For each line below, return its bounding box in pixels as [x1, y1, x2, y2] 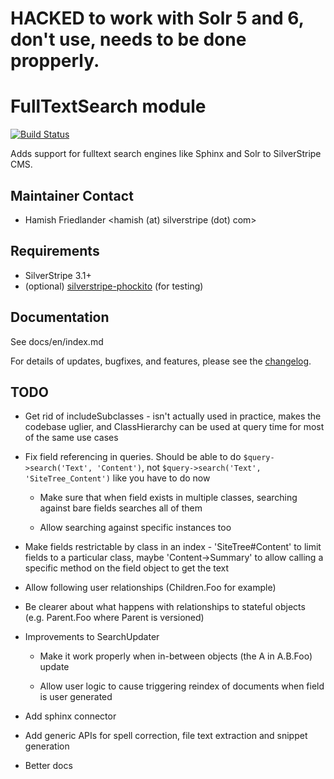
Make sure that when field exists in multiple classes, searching [39, 492, 298, 504]
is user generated [39, 691, 113, 703]
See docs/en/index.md [10, 335, 104, 347]
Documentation [10, 309, 110, 326]
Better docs [24, 760, 73, 772]
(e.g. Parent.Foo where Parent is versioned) [24, 612, 205, 624]
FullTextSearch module [10, 95, 207, 118]
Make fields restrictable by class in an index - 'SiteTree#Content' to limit [24, 541, 322, 553]
